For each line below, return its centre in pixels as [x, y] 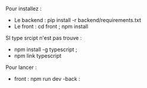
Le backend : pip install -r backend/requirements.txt [78, 20]
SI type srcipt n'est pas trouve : [44, 38]
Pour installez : [24, 9]
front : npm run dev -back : [47, 79]
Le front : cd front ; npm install [51, 26]
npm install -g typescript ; [46, 49]
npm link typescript [38, 56]
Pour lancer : [21, 67]
